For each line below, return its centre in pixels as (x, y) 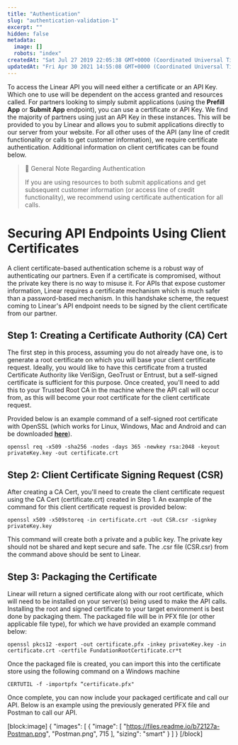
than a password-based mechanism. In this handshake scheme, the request (118, 298)
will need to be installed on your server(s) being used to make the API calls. (117, 601)
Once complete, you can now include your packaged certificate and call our (118, 698)
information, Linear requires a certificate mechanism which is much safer (114, 291)
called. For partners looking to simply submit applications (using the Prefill (116, 102)
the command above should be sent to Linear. (74, 554)
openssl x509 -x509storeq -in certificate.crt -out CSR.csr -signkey (112, 520)
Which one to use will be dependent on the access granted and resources (115, 94)
